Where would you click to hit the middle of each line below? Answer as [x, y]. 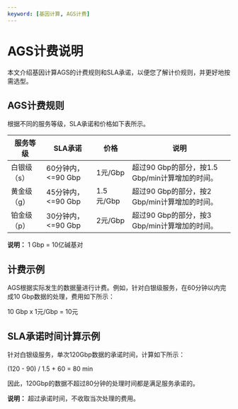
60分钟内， [65, 169]
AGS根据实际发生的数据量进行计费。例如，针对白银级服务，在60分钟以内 [114, 288]
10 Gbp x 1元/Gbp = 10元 [43, 312]
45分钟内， [65, 192]
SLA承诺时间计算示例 [54, 336]
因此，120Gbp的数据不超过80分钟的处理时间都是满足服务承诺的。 [103, 383]
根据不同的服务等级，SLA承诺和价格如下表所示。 [79, 124]
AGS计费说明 [45, 51]
